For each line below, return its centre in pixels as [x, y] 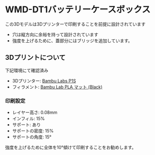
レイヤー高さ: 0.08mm [35, 112]
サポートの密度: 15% [33, 131]
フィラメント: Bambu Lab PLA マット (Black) [57, 87]
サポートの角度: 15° [32, 137]
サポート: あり [26, 125]
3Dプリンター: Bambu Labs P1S [44, 80]
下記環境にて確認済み [27, 70]
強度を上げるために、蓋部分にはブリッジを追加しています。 [72, 40]
